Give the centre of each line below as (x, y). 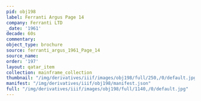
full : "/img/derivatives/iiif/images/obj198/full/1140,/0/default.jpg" (97, 89)
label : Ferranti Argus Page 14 (45, 17)
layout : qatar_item (31, 67)
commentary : (21, 39)
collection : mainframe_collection (49, 72)
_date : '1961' (24, 28)
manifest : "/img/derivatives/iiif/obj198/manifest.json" (79, 84)
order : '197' (22, 61)
